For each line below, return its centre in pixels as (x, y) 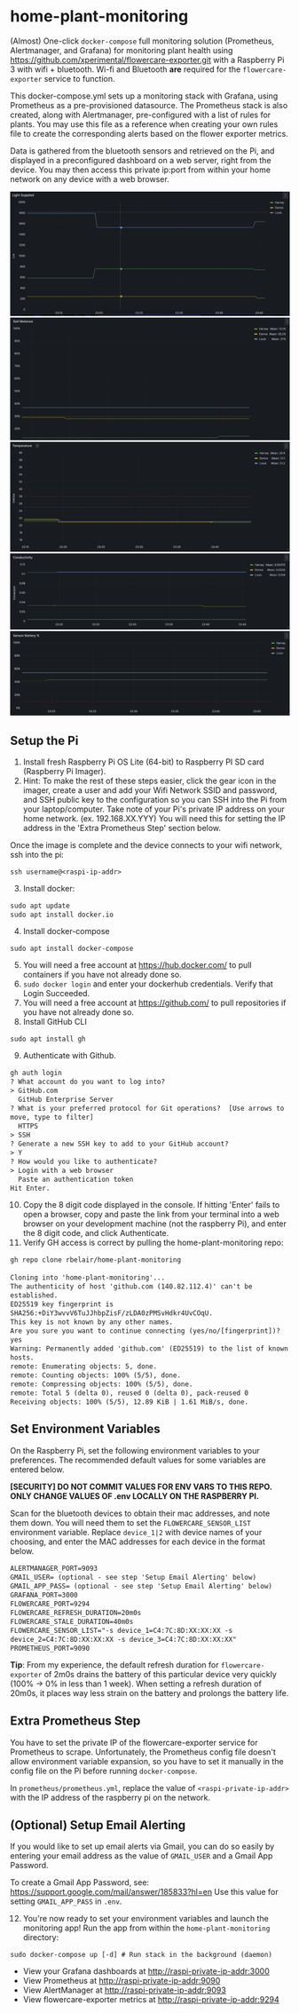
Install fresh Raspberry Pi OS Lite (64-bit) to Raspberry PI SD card (143, 762)
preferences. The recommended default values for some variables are (138, 1460)
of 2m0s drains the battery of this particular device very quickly (161, 1674)
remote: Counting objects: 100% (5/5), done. (95, 1375)
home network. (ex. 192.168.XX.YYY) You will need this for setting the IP (154, 818)
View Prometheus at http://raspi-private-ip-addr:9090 (122, 1981)
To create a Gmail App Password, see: (80, 1882)
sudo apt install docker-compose (72, 948)
